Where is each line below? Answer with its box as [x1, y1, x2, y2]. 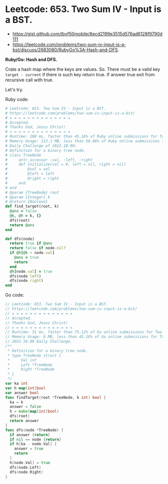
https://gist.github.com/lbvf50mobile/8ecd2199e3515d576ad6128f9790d [12, 31, 162, 37]
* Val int [7, 358, 37, 363]
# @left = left [5, 172, 55, 177]
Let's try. [5, 86, 23, 92]
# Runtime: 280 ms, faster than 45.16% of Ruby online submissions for [5, 134, 157, 139]
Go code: [5, 292, 24, 298]
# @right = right [5, 176, 59, 181]
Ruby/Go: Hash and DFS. [5, 56, 57, 62]
